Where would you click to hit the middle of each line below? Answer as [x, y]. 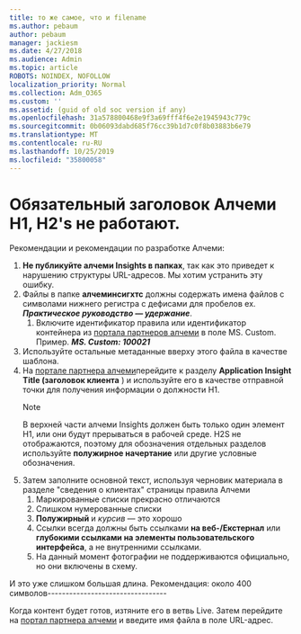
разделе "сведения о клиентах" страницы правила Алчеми [136, 490]
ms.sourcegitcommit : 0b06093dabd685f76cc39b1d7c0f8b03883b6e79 [130, 127]
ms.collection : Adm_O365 [56, 93]
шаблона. [41, 362]
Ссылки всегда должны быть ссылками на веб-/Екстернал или [158, 528]
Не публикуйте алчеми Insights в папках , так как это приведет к [148, 265]
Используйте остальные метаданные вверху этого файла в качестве [155, 352]
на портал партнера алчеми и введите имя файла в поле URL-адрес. [142, 621]
